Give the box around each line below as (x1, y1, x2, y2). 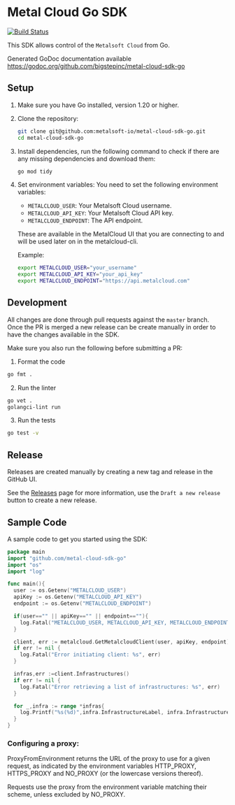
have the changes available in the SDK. (7, 330, 120, 339)
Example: (17, 251, 45, 259)
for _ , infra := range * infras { (13, 702, 105, 710)
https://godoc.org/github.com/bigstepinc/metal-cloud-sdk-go (7, 62, 185, 70)
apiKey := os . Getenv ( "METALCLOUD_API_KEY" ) (13, 594, 142, 601)
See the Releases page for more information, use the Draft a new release (7, 489, 220, 497)
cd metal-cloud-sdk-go (17, 134, 84, 141)
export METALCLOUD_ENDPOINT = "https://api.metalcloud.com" (17, 278, 190, 285)
